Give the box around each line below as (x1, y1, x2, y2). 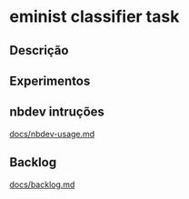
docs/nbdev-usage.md (9, 128, 95, 139)
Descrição (9, 43, 69, 58)
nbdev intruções (9, 104, 104, 120)
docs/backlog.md (9, 179, 75, 190)
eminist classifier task (9, 6, 180, 27)
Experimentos (9, 73, 91, 88)
